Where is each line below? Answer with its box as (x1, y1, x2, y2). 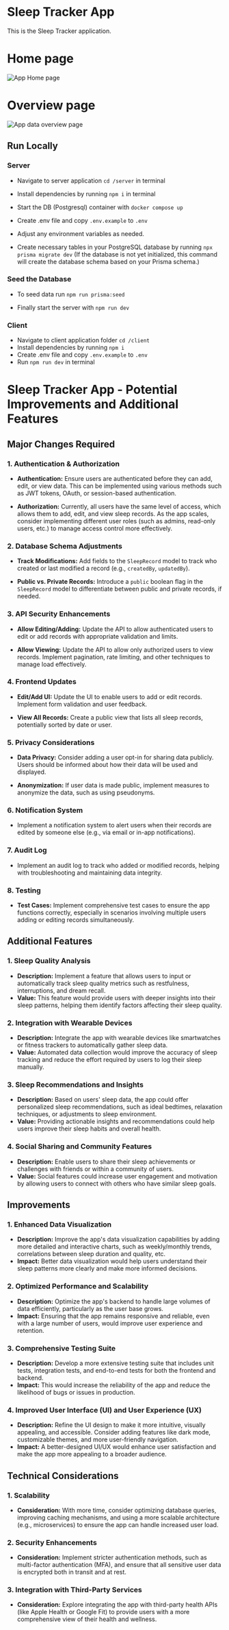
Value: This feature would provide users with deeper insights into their (16, 993, 216, 1002)
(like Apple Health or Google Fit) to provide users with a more (16, 1608, 190, 1616)
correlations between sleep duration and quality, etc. (16, 1250, 166, 1258)
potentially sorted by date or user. (16, 720, 113, 729)
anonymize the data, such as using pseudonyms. (16, 788, 155, 796)
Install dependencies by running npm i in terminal (16, 189, 156, 198)
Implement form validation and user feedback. (16, 700, 148, 708)
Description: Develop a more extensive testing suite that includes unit (16, 1359, 214, 1367)
